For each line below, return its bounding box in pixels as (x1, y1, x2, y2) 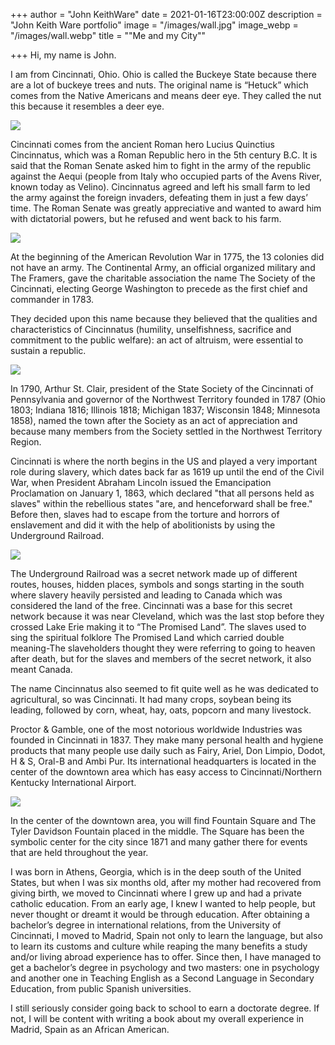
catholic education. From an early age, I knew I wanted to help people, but (10, 898, 316, 909)
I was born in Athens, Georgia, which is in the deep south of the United (10, 866, 302, 878)
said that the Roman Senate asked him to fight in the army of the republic (10, 160, 312, 171)
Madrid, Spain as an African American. (10, 1024, 170, 1035)
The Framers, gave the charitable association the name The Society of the (10, 272, 316, 284)
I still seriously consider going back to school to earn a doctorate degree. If (10, 1002, 320, 1014)
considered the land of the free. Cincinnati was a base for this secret (10, 600, 293, 611)
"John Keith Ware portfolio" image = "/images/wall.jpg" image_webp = (10, 19, 299, 31)
